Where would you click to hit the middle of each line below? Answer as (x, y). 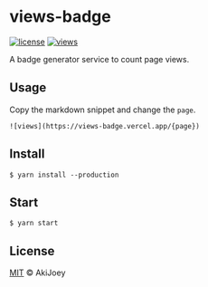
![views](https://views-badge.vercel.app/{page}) (105, 126)
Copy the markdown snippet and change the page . (103, 110)
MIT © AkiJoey (38, 273)
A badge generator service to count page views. (99, 59)
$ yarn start (34, 224)
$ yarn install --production (64, 175)
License (32, 251)
